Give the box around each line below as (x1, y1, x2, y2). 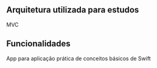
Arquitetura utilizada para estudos (6, 5, 139, 15)
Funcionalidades (6, 39, 71, 49)
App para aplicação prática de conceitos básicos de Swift (6, 55, 151, 62)
